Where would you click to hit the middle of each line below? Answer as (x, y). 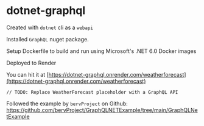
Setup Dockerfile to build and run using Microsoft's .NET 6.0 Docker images (101, 51)
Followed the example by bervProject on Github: (67, 103)
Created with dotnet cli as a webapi (50, 27)
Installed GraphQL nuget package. (48, 39)
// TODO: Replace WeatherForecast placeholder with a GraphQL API (92, 92)
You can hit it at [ (27, 74)
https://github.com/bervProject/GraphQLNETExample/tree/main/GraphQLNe (102, 110)
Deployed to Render (31, 63)
